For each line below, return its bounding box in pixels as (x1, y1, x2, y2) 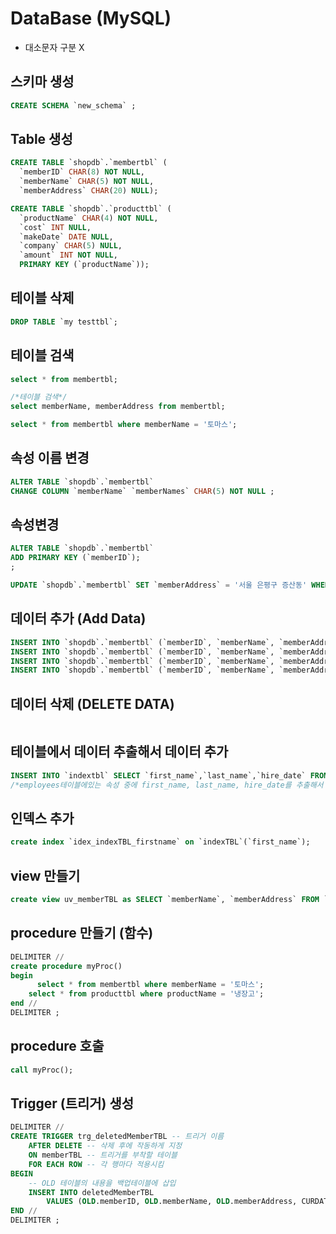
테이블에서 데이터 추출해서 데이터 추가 (10, 743, 229, 761)
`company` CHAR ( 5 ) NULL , (19, 241, 123, 251)
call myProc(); (10, 1065, 74, 1075)
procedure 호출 (10, 1038, 105, 1055)
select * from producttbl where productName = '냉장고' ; (28, 989, 265, 999)
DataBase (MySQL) (10, 7, 172, 30)
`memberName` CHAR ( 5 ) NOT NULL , (19, 177, 155, 187)
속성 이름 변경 (10, 450, 90, 467)
